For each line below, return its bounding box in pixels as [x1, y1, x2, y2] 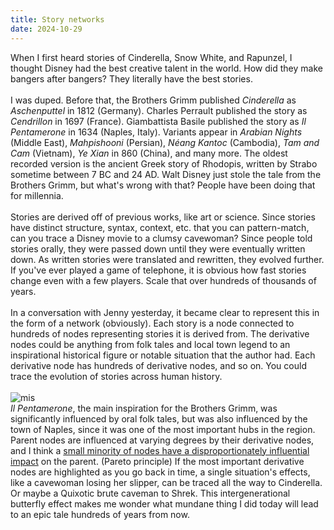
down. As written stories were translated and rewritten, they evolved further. [10, 253, 325, 265]
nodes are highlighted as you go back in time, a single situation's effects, [10, 466, 311, 478]
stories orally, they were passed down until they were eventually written [10, 242, 306, 255]
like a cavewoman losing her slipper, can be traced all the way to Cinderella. [10, 476, 323, 488]
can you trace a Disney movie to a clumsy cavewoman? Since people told [10, 232, 313, 244]
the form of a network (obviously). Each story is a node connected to [10, 317, 295, 329]
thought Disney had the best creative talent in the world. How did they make [10, 62, 323, 74]
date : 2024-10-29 [10, 24, 83, 34]
